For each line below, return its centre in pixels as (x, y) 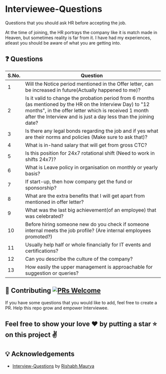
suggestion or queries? (52, 273)
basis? (33, 173)
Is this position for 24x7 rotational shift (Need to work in (90, 153)
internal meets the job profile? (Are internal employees (88, 230)
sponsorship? (41, 187)
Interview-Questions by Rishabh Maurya (53, 366)
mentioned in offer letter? (55, 202)
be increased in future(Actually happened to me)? (83, 90)
